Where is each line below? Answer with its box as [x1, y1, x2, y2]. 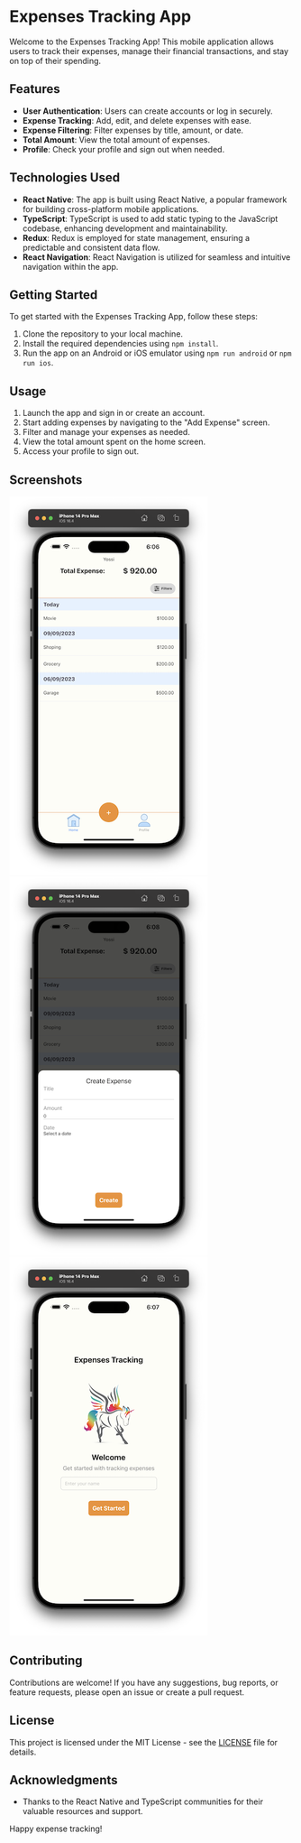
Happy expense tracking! [9, 1823, 103, 1834]
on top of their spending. [9, 55, 102, 66]
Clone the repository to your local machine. [22, 329, 183, 339]
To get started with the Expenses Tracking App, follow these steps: [9, 311, 259, 322]
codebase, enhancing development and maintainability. [22, 223, 228, 234]
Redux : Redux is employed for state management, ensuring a [22, 232, 251, 243]
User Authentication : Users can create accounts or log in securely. [22, 106, 273, 116]
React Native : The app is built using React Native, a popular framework [22, 194, 287, 205]
